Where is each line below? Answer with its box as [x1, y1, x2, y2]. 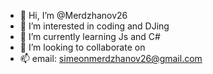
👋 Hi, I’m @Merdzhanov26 [19, 10, 128, 21]
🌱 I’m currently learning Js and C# [19, 31, 161, 42]
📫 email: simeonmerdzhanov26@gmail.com [19, 53, 203, 64]
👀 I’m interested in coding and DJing [19, 20, 170, 32]
